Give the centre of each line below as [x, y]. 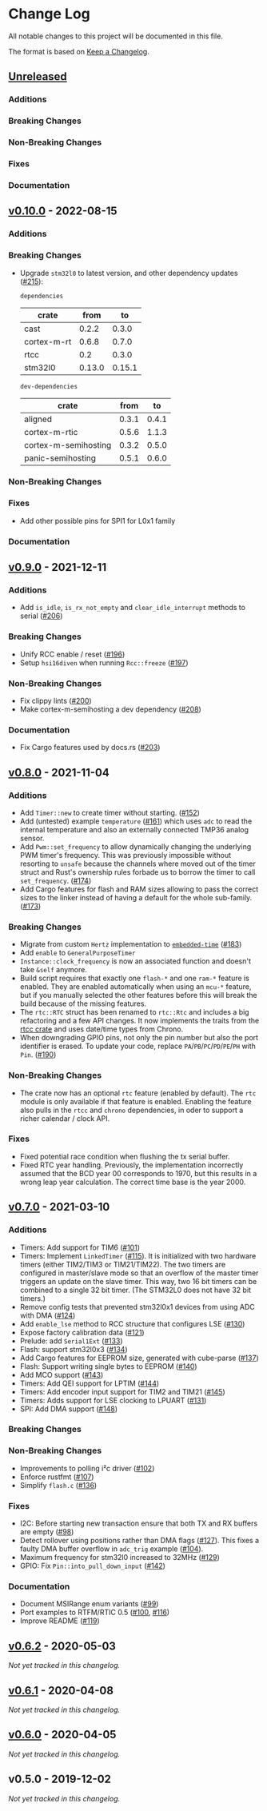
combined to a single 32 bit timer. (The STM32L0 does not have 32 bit [135, 1290]
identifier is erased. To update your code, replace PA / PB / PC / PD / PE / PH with [137, 1046]
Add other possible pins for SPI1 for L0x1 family [98, 521]
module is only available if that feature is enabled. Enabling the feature [135, 1101]
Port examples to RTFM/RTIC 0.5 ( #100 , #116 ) [95, 1613]
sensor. [32, 838]
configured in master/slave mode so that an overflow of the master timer [139, 1273]
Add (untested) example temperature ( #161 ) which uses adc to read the [136, 821]
